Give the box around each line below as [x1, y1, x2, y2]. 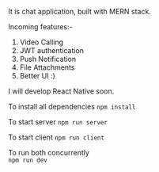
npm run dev [8, 156, 47, 164]
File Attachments [19, 63, 75, 72]
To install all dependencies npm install [8, 102, 136, 111]
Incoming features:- [8, 22, 73, 31]
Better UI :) [19, 71, 55, 80]
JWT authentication [19, 46, 85, 55]
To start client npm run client [8, 132, 105, 142]
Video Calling [19, 37, 64, 47]
